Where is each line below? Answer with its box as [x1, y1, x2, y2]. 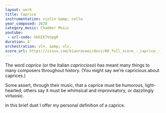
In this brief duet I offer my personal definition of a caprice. [5, 102, 125, 108]
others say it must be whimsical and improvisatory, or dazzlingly [23, 87, 154, 93]
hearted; [5, 87, 23, 93]
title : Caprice [5, 12, 37, 17]
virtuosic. [5, 92, 24, 99]
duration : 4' [5, 39, 32, 44]
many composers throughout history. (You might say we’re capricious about [5, 67, 160, 73]
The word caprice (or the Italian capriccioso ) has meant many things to [5, 62, 150, 68]
